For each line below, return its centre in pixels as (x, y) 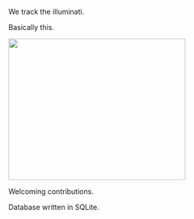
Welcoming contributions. (51, 192)
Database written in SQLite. (54, 207)
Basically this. (32, 27)
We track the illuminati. (46, 12)
